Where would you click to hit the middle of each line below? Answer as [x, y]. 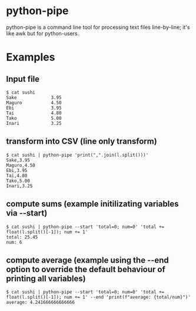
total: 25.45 [22, 237]
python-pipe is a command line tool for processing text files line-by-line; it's [98, 27]
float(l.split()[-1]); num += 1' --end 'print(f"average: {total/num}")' [99, 297]
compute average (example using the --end [87, 260]
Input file [23, 79]
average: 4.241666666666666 [41, 302]
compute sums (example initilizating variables [92, 204]
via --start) [27, 213]
